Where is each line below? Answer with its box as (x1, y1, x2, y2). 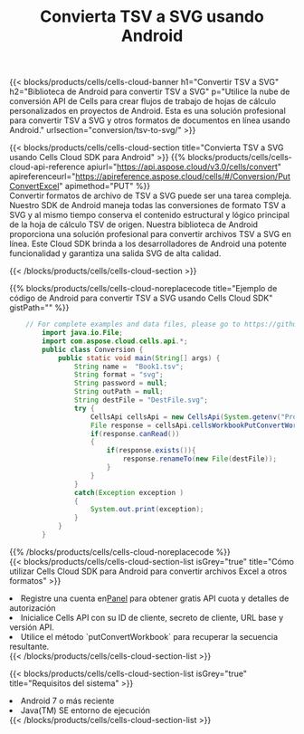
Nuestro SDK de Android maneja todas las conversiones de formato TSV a (9, 200, 287, 211)
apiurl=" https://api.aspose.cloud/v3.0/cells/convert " (87, 161, 282, 173)
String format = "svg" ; (73, 370, 165, 379)
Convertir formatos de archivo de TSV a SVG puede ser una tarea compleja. (9, 190, 292, 201)
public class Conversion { (42, 345, 144, 354)
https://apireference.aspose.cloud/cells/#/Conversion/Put (75, 171, 291, 182)
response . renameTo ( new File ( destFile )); (122, 454, 278, 463)
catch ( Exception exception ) (73, 488, 184, 497)
